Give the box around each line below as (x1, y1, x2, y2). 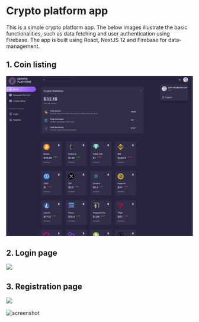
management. (6, 43, 40, 50)
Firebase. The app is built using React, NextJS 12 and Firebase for (6, 36, 167, 43)
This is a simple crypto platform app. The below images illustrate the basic (6, 24, 188, 31)
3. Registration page (6, 281, 83, 291)
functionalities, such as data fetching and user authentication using (6, 30, 170, 37)
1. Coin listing (6, 60, 57, 70)
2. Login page (6, 247, 57, 258)
